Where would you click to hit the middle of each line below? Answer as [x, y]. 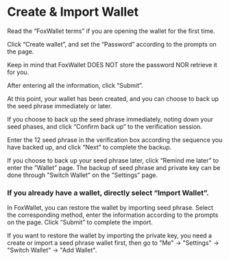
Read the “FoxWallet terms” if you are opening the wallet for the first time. [111, 31]
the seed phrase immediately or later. [60, 106]
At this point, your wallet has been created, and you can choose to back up [113, 98]
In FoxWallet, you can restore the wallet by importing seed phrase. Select [110, 208]
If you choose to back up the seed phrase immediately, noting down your [110, 119]
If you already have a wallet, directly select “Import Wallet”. [108, 193]
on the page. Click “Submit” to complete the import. [80, 222]
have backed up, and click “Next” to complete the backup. [89, 147]
